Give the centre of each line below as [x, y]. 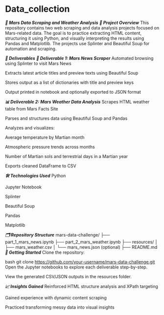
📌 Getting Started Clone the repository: [45, 252]
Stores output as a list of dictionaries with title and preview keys [69, 82]
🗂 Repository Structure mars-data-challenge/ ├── [58, 235]
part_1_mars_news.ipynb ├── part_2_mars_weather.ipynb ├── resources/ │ [82, 242]
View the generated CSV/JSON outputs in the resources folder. [69, 276]
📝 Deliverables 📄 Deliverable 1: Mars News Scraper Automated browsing [79, 58]
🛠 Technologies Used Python [35, 176]
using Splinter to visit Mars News [38, 63]
